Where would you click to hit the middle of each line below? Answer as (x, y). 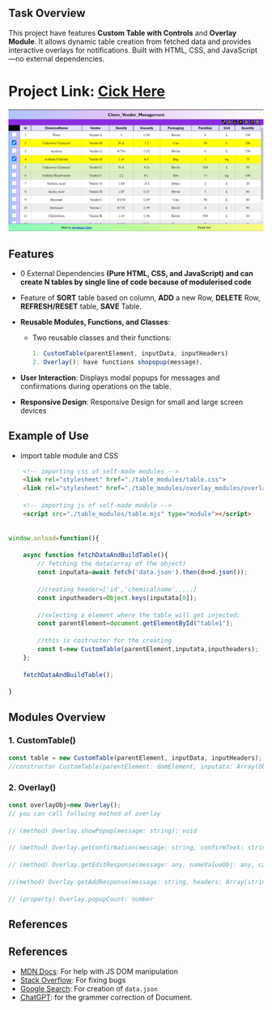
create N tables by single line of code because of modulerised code (136, 282)
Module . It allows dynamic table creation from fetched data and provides (130, 41)
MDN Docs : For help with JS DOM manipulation (99, 971)
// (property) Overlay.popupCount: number (81, 899)
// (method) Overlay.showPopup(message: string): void (103, 831)
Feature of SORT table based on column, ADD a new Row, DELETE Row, (140, 297)
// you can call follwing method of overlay (85, 813)
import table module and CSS (69, 455)
